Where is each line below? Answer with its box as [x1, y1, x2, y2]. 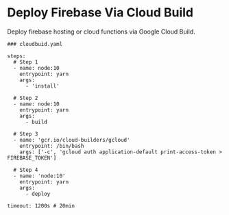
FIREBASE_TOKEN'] [7, 154, 57, 162]
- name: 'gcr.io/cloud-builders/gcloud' [13, 136, 130, 143]
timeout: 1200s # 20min [7, 202, 75, 210]
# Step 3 [13, 130, 38, 138]
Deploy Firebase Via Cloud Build [7, 5, 194, 21]
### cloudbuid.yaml [7, 40, 63, 47]
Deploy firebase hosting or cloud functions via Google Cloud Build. [7, 27, 195, 36]
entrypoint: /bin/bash [19, 142, 84, 149]
